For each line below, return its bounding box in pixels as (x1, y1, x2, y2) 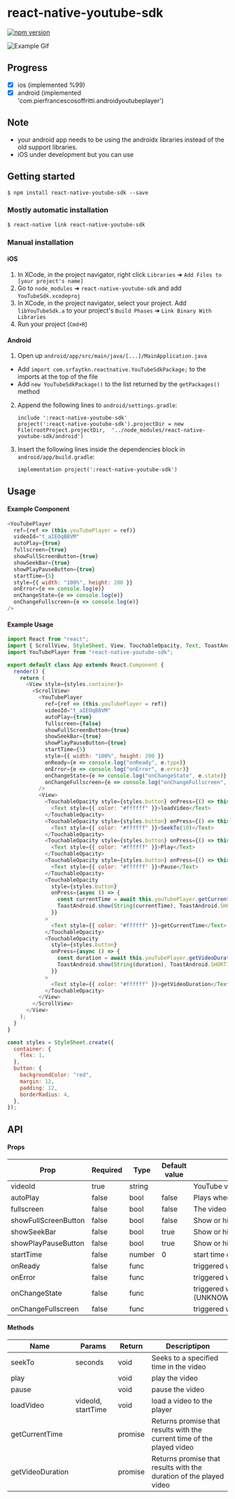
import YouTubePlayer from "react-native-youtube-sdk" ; (7, 648, 173, 656)
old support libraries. (17, 142, 78, 151)
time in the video (151, 1362, 206, 1371)
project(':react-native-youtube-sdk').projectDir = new (17, 420, 184, 428)
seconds (76, 1357, 104, 1367)
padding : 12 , (20, 1084, 58, 1091)
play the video (151, 1374, 198, 1383)
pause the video (151, 1385, 205, 1395)
